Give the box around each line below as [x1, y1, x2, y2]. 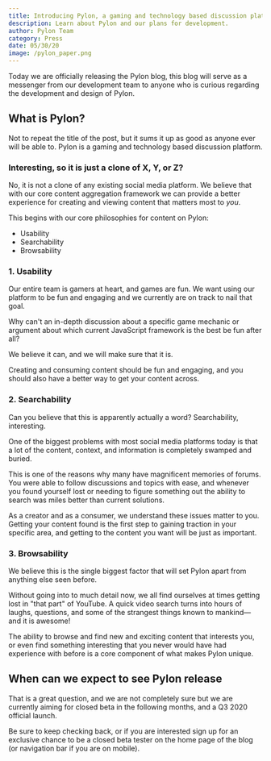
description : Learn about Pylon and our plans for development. [8, 19, 229, 27]
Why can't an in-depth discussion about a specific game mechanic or [8, 317, 240, 326]
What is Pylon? [8, 112, 85, 126]
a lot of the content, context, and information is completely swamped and [8, 445, 252, 455]
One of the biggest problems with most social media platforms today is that [8, 436, 258, 446]
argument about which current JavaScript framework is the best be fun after [8, 326, 262, 335]
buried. [8, 453, 32, 464]
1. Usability [8, 266, 52, 277]
